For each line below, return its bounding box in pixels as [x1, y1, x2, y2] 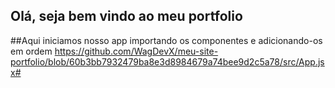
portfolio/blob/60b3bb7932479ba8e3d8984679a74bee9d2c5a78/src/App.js [10, 55, 325, 68]
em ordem [10, 45, 53, 57]
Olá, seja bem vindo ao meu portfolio [10, 8, 243, 25]
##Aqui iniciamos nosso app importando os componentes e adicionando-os [10, 34, 323, 46]
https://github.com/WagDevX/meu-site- [54, 45, 219, 57]
